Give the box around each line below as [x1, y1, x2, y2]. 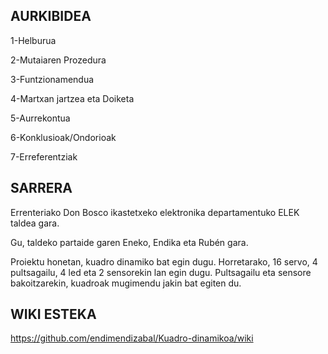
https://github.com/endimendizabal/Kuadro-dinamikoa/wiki [10, 332, 254, 344]
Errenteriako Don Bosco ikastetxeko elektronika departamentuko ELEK [10, 206, 300, 218]
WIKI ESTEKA [10, 306, 97, 323]
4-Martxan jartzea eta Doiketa [10, 92, 135, 104]
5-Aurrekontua [10, 112, 71, 124]
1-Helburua [10, 34, 57, 46]
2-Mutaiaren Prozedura [10, 54, 107, 66]
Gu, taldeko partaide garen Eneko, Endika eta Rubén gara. [10, 236, 249, 248]
